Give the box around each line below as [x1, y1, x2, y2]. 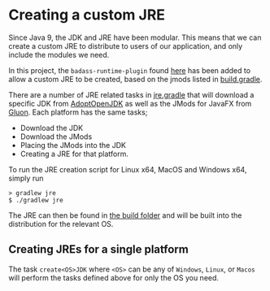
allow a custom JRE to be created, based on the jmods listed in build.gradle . [8, 74, 263, 84]
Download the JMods [20, 132, 93, 141]
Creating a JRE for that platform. [20, 149, 128, 159]
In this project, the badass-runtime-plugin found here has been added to [8, 65, 250, 75]
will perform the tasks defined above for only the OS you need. [8, 272, 220, 282]
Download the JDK [20, 123, 84, 132]
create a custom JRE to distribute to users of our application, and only [8, 41, 243, 50]
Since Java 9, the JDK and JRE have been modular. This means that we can [8, 33, 262, 42]
